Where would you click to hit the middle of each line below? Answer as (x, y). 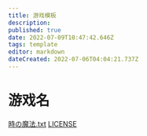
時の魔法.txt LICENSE (42, 123)
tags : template (33, 45)
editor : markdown (37, 52)
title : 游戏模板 (32, 15)
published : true (35, 30)
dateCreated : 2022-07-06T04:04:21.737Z (73, 60)
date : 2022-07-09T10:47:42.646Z (61, 37)
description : (29, 23)
